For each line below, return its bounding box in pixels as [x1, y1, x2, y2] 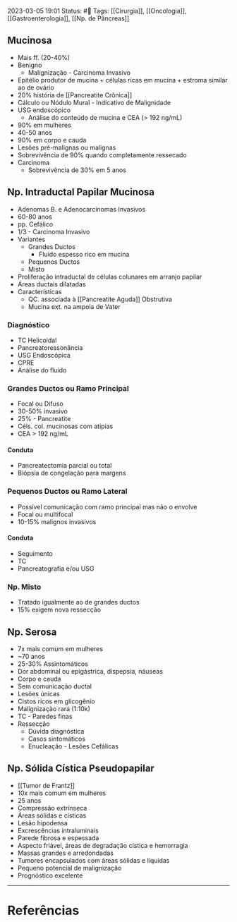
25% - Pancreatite [17, 415, 71, 423]
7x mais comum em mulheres [17, 645, 104, 653]
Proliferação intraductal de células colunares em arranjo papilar [17, 272, 202, 281]
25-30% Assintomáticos [17, 660, 88, 668]
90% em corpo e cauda [17, 135, 87, 144]
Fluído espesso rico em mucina [38, 250, 130, 258]
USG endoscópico [17, 106, 71, 114]
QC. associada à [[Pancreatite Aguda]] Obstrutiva [28, 295, 173, 303]
